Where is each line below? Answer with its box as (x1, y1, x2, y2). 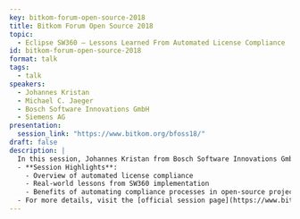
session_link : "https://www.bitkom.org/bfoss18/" (17, 130, 205, 139)
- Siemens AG (17, 113, 66, 122)
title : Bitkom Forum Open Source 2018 (9, 21, 154, 30)
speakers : (9, 80, 46, 88)
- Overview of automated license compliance (25, 171, 194, 180)
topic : (9, 29, 34, 38)
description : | (9, 146, 66, 155)
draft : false (9, 138, 58, 147)
